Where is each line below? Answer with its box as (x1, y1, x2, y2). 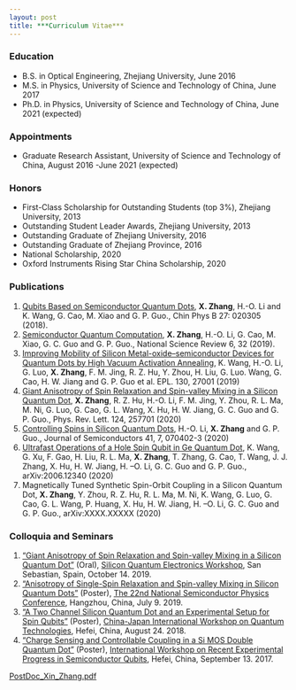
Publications (9, 281, 65, 293)
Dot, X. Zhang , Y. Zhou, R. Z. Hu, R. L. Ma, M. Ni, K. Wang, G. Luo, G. (21, 489, 273, 500)
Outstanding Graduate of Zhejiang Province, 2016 (21, 240, 202, 251)
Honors (9, 182, 42, 195)
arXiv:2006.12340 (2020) (21, 470, 114, 481)
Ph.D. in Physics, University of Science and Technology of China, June (21, 98, 280, 109)
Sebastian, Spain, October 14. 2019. (21, 569, 152, 579)
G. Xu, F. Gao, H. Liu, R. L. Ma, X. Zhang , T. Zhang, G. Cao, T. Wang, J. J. (21, 451, 288, 461)
